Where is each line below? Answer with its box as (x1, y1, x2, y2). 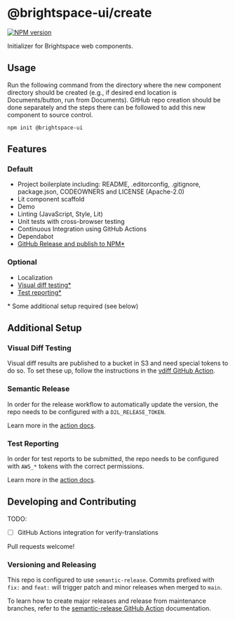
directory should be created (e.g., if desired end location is (7, 88, 177, 96)
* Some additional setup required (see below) (7, 302, 139, 310)
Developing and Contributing (7, 496, 137, 508)
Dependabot (17, 232, 54, 241)
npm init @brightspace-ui (7, 124, 83, 131)
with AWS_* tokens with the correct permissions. (7, 462, 145, 471)
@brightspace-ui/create (7, 5, 152, 21)
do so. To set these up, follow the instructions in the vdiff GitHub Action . (7, 366, 215, 375)
